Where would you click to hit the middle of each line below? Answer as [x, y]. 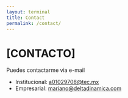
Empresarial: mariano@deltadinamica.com [68, 88]
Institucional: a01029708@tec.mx [57, 82]
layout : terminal [28, 12]
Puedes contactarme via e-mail [46, 70]
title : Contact [26, 18]
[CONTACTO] [41, 53]
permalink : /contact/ [34, 23]
